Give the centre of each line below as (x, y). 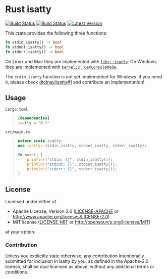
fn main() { (30, 155)
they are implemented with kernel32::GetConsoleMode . (61, 67)
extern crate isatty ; (40, 141)
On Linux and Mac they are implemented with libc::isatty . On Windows (81, 61)
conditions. (17, 272)
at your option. (20, 232)
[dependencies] (34, 118)
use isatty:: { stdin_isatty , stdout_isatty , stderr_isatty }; (82, 146)
